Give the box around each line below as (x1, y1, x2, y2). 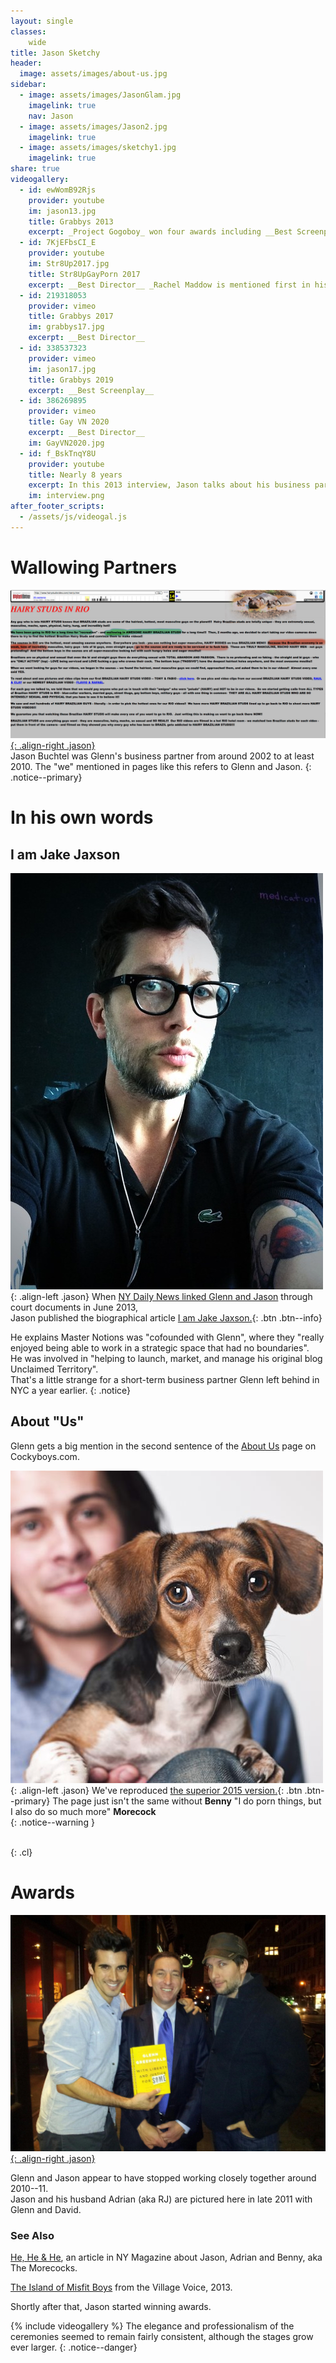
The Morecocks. (10, 2261, 78, 2274)
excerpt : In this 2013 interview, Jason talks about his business (28, 480, 311, 490)
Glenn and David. (10, 2203, 82, 2215)
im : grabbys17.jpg (28, 322, 105, 332)
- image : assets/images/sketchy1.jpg (19, 143, 177, 153)
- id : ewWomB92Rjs (19, 185, 97, 195)
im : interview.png (28, 491, 105, 501)
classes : (10, 26, 47, 37)
